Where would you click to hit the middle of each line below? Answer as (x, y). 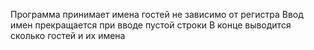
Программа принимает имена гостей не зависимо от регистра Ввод (157, 14)
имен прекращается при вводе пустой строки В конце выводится (151, 25)
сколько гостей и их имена (68, 35)
